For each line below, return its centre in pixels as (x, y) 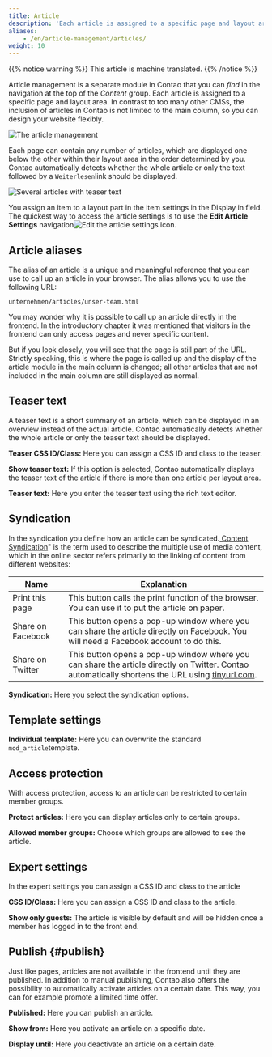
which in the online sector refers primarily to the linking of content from (127, 555)
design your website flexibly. (56, 119)
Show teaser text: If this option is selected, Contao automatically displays (132, 469)
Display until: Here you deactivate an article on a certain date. (112, 1044)
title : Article (34, 16)
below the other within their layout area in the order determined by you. (127, 159)
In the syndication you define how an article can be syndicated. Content (128, 538)
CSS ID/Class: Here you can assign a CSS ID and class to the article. (123, 902)
